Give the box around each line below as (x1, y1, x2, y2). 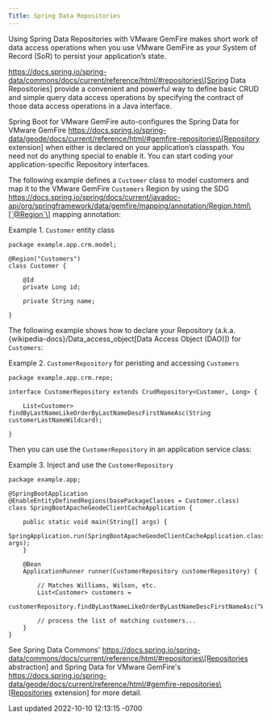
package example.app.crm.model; (8, 240, 117, 248)
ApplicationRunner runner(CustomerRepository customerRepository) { (23, 567, 258, 575)
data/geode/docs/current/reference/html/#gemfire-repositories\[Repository (8, 134, 261, 144)
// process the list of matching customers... (37, 616, 197, 625)
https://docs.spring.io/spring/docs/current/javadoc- (8, 192, 181, 202)
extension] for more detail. (53, 687, 143, 698)
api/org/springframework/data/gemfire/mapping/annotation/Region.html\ (8, 201, 252, 210)
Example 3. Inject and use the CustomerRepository (8, 460, 173, 469)
